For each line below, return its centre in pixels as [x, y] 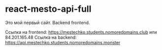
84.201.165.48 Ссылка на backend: [41, 37]
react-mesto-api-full [48, 9]
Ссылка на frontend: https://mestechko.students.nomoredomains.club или [81, 32]
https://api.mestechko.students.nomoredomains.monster [63, 42]
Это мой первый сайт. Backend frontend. [48, 23]
